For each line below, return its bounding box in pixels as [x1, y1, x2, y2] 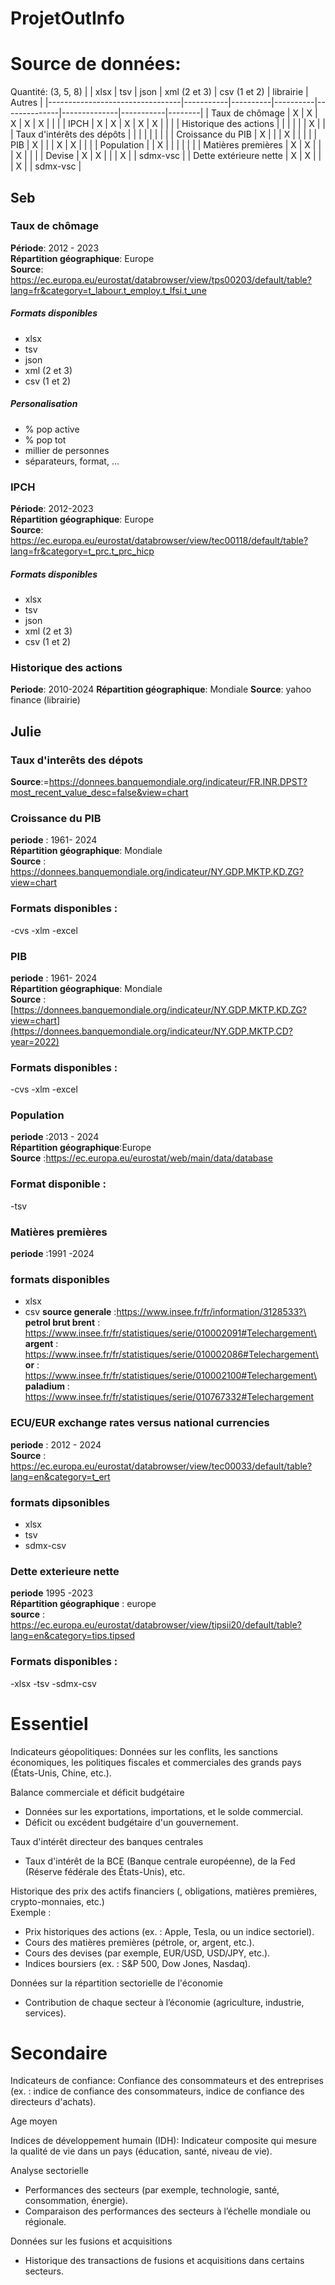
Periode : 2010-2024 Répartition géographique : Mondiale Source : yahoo [10, 683, 312, 696]
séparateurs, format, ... [24, 455, 120, 467]
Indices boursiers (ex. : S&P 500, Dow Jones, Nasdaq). [24, 1957, 251, 1969]
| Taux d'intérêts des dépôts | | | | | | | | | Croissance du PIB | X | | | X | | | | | [10, 128, 318, 141]
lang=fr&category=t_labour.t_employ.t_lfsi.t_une [10, 284, 207, 296]
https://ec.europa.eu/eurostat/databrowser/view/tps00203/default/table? [10, 273, 312, 286]
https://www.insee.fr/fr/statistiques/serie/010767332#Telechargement [24, 1391, 315, 1403]
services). [24, 2007, 67, 2019]
